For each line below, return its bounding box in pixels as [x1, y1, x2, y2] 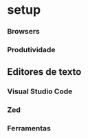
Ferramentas [7, 124, 52, 133]
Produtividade [7, 45, 56, 55]
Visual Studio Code [7, 87, 73, 96]
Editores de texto [7, 66, 82, 78]
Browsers [7, 27, 40, 36]
